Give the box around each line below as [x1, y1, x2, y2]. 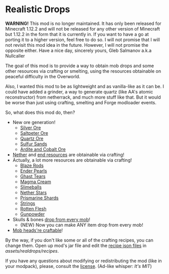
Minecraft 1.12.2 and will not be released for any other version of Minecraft [5, 25, 160, 32]
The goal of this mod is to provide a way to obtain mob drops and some [5, 63, 154, 69]
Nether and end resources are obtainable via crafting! [12, 151, 124, 158]
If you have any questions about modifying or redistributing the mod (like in [5, 258, 162, 264]
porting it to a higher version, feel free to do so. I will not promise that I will [5, 37, 160, 43]
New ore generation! [12, 119, 56, 125]
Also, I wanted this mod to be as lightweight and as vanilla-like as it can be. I [5, 83, 164, 89]
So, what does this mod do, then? [5, 109, 75, 115]
